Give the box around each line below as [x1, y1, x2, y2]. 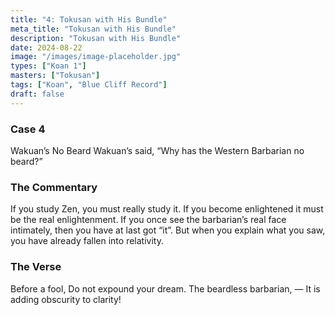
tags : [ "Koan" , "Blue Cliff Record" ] [10, 80, 168, 90]
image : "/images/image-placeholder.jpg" [10, 52, 182, 62]
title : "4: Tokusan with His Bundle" [10, 14, 168, 25]
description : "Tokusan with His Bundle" [10, 33, 182, 43]
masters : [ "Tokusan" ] [10, 71, 101, 81]
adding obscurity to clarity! [10, 293, 122, 305]
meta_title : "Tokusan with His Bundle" [10, 24, 177, 34]
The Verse [10, 260, 62, 274]
